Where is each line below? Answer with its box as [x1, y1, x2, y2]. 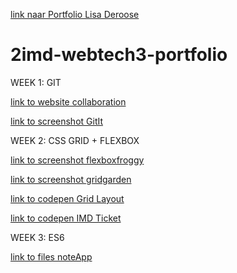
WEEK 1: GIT [10, 76, 62, 88]
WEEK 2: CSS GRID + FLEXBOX [10, 134, 140, 146]
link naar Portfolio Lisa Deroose [10, 9, 140, 20]
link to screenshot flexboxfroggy [10, 154, 145, 166]
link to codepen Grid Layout [10, 192, 125, 204]
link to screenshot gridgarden [10, 173, 132, 185]
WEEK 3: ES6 [10, 231, 65, 243]
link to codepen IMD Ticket [10, 212, 122, 224]
